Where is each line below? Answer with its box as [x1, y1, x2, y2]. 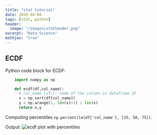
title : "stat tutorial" [5, 7, 56, 13]
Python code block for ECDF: [5, 67, 66, 74]
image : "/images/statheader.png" [10, 26, 80, 31]
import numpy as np [14, 77, 56, 82]
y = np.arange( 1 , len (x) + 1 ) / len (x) [18, 100, 98, 106]
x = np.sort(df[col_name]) [18, 96, 76, 101]
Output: [5, 124, 21, 130]
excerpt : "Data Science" [5, 31, 58, 36]
